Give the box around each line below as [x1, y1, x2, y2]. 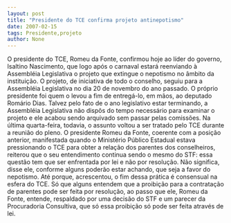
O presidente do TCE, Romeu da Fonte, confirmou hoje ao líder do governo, [7, 55, 223, 63]
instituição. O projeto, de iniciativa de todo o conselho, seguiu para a [7, 77, 203, 85]
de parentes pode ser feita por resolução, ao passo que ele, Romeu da [7, 188, 208, 196]
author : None [7, 36, 45, 43]
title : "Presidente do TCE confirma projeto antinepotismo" [7, 17, 185, 24]
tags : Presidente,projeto [7, 29, 82, 37]
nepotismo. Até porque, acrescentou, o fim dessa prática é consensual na [7, 172, 218, 181]
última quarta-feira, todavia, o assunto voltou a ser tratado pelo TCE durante [7, 121, 225, 130]
